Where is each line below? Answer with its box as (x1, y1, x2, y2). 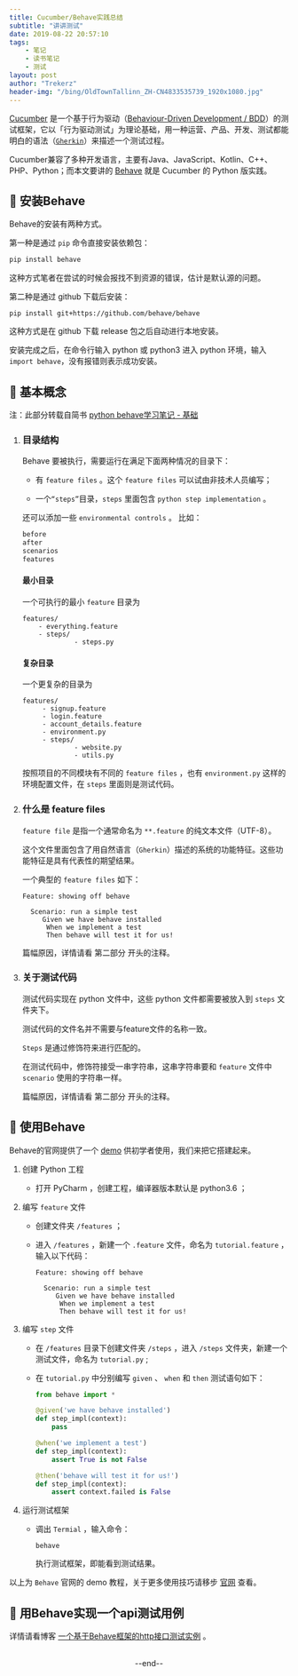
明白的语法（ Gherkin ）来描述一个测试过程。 (9, 135, 170, 146)
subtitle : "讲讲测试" (9, 21, 84, 30)
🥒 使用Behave (9, 1120, 86, 1135)
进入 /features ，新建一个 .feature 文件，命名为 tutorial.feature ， (35, 1239, 289, 1250)
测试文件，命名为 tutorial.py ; (35, 1354, 149, 1364)
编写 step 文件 (21, 1323, 74, 1334)
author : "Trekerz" (9, 79, 77, 88)
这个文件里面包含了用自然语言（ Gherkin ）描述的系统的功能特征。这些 (21, 844, 276, 854)
